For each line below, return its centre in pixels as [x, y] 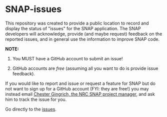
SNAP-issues [33, 9]
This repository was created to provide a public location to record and [77, 23]
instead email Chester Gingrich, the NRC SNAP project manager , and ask [80, 94]
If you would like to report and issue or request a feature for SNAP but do [80, 83]
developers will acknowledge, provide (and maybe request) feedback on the [84, 34]
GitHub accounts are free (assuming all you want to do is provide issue [85, 68]
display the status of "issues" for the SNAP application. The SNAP [73, 28]
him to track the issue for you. [36, 99]
